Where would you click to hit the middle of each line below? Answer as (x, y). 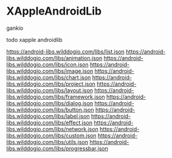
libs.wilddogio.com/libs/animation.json (54, 58)
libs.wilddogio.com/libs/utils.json (47, 142)
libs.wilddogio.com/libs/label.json (48, 116)
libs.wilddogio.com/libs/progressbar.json (57, 148)
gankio (15, 28)
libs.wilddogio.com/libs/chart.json (49, 77)
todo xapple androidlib (34, 39)
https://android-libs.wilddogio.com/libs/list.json (65, 51)
